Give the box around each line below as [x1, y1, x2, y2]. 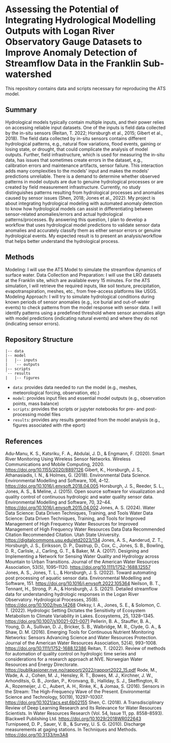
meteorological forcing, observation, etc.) [12, 390, 100, 396]
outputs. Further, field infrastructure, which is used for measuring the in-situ [5, 151, 165, 157]
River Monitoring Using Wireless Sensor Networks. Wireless [5, 456, 131, 462]
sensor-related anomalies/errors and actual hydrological [5, 211, 123, 217]
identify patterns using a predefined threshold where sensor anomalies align [5, 310, 165, 316]
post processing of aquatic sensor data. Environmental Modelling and [5, 575, 151, 581]
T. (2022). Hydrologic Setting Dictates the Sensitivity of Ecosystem [5, 608, 146, 614]
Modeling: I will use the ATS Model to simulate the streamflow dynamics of [5, 266, 162, 272]
